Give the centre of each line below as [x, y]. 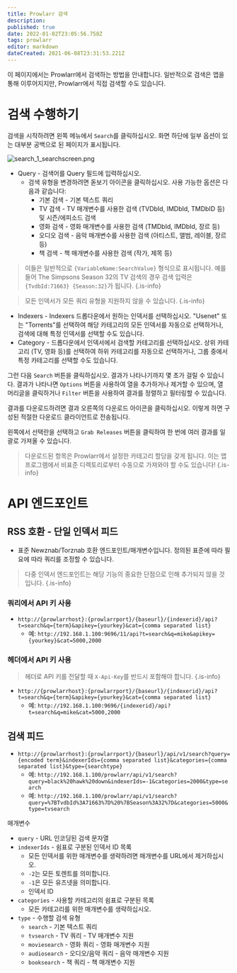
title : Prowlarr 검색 [38, 14]
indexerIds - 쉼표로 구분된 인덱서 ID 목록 [75, 847]
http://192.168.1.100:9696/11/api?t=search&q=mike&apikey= [127, 634]
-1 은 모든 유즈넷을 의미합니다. [69, 882]
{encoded [30, 760]
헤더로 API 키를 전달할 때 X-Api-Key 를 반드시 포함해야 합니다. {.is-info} [122, 677]
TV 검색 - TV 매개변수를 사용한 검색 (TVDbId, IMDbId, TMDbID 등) [132, 208]
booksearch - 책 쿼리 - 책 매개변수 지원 [82, 962]
